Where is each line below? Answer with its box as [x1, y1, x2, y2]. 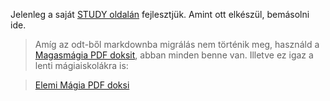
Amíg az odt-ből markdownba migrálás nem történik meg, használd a [34, 39, 320, 50]
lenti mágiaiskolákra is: [34, 60, 129, 71]
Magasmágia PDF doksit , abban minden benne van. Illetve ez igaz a [34, 49, 314, 61]
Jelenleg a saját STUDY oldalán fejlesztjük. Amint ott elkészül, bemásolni [10, 9, 310, 20]
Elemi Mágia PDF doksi [34, 79, 130, 91]
